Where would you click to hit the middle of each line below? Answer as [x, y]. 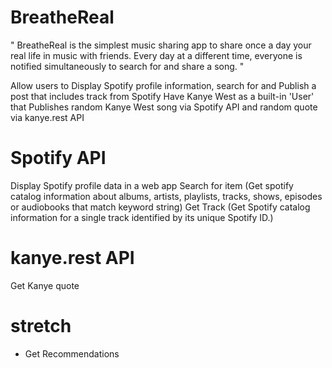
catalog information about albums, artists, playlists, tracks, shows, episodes [166, 196]
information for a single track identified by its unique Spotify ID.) [142, 217]
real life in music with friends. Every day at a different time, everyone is [156, 55]
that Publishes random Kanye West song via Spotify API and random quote [164, 107]
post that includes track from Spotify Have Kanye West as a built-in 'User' [162, 96]
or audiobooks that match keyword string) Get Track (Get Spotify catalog [160, 207]
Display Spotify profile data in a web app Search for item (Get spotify [152, 185]
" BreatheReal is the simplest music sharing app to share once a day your [161, 45]
